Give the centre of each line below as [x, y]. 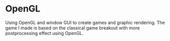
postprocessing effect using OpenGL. [44, 33]
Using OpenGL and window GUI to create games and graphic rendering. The [85, 22]
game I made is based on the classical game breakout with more [73, 27]
